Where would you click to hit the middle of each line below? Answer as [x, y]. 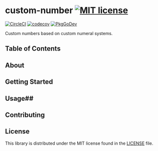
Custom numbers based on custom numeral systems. [59, 33]
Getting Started [29, 82]
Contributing [25, 115]
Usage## [19, 98]
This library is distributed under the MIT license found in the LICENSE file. [79, 143]
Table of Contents [33, 49]
